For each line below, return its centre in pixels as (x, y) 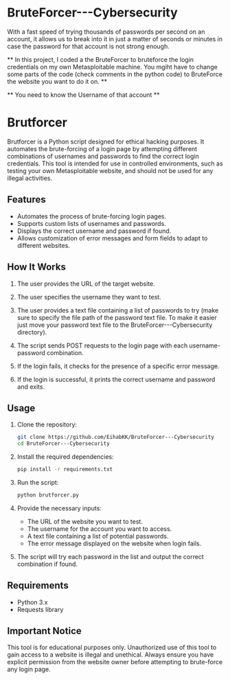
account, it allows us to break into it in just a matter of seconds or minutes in (115, 38)
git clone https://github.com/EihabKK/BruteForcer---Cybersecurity (115, 438)
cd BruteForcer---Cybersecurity (63, 444)
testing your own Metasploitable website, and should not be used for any (110, 170)
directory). (32, 332)
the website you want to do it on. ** (57, 81)
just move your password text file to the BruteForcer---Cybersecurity (115, 325)
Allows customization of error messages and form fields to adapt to (112, 238)
